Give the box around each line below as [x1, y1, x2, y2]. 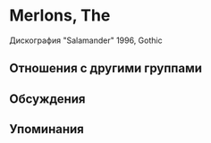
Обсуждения [9, 91, 86, 106]
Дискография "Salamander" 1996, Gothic [9, 35, 163, 46]
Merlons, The [9, 5, 111, 26]
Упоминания [9, 122, 85, 137]
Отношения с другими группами [9, 61, 203, 76]
